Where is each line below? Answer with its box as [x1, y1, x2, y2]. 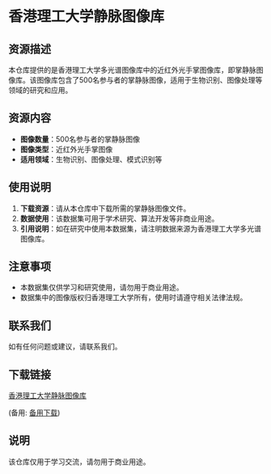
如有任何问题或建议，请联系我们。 [8, 341, 122, 352]
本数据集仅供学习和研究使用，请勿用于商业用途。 [19, 282, 184, 292]
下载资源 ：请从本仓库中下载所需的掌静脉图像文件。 [19, 203, 191, 213]
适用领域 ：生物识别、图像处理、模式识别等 [19, 154, 163, 164]
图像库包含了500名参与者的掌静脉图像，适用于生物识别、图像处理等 [36, 75, 263, 85]
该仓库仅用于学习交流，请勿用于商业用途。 [8, 456, 150, 466]
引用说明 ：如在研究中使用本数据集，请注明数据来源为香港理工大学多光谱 [19, 223, 261, 233]
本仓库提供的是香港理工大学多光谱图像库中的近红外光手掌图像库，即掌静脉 [8, 66, 256, 74]
